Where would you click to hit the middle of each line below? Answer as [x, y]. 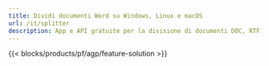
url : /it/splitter [39, 23]
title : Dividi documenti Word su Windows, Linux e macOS [106, 16]
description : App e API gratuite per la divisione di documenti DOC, [127, 31]
